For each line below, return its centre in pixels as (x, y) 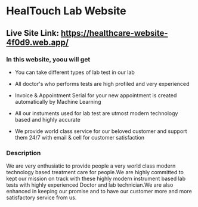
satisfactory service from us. (41, 197)
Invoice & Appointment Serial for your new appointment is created (96, 95)
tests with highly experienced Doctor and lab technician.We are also (90, 185)
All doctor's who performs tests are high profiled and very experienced (102, 84)
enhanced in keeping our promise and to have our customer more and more (99, 191)
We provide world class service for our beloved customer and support (101, 131)
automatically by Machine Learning (58, 101)
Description (24, 153)
